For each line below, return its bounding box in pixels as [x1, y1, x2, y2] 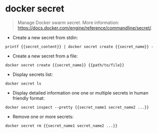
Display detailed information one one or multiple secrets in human [12, 89, 149, 95]
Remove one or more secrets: [12, 113, 74, 119]
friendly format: [12, 95, 45, 101]
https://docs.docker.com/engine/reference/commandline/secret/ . [17, 24, 152, 30]
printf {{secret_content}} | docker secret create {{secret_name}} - [5, 44, 154, 49]
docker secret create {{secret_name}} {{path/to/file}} [5, 62, 124, 67]
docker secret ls [5, 81, 42, 86]
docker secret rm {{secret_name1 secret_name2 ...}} [5, 123, 118, 128]
